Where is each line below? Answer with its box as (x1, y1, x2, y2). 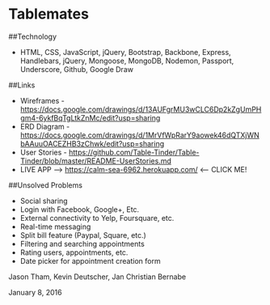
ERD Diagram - (19, 121, 70, 131)
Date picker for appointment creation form (19, 256, 161, 265)
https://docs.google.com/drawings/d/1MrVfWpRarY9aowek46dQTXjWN (19, 130, 260, 140)
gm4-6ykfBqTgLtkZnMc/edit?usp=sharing (19, 112, 161, 122)
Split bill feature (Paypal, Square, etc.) (19, 230, 147, 239)
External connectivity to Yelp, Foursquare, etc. (19, 213, 175, 222)
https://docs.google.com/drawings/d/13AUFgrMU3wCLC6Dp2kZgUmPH (19, 104, 262, 114)
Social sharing (19, 196, 68, 205)
